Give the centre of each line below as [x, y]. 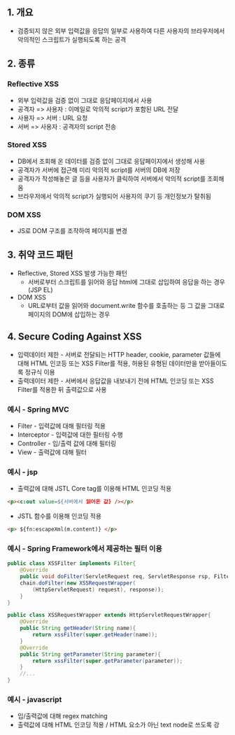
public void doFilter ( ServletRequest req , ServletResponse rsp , [115, 577]
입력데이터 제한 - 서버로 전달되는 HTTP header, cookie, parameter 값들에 [119, 354]
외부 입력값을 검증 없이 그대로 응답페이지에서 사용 [85, 100]
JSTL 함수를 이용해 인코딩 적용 [59, 516]
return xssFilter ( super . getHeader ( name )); [95, 635]
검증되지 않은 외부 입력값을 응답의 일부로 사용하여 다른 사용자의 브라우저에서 [121, 31]
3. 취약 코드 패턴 [40, 255]
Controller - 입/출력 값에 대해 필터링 [67, 444]
